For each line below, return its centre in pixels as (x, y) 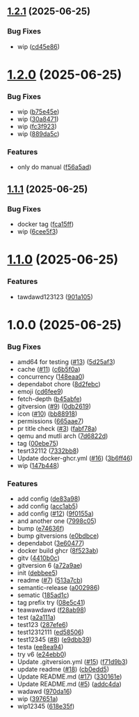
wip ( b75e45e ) (38, 112)
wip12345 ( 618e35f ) (46, 707)
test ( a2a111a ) (36, 617)
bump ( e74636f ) (41, 529)
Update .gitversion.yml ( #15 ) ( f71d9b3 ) (73, 662)
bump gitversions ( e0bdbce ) (58, 536)
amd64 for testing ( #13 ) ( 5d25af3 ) (66, 362)
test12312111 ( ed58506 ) (51, 632)
